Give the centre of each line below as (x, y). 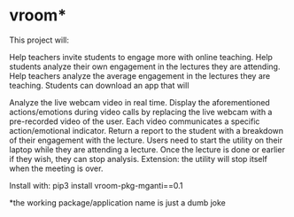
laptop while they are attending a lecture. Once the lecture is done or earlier (147, 149)
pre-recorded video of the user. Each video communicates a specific (135, 121)
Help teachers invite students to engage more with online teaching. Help (141, 57)
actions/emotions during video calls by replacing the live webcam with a (141, 112)
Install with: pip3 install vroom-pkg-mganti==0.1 (96, 185)
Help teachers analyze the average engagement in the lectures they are (140, 75)
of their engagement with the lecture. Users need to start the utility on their (146, 140)
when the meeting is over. (56, 168)
